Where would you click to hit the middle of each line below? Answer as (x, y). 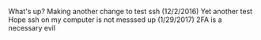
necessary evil (32, 28)
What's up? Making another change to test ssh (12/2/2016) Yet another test (130, 11)
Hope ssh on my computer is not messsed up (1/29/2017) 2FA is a (115, 20)
